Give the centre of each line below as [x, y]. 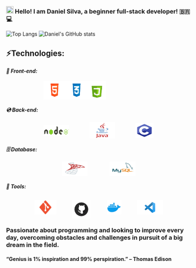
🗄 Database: [22, 149]
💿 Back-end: [22, 110]
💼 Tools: [16, 186]
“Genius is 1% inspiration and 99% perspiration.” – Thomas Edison [89, 259]
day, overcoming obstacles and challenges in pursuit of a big [94, 238]
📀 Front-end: [22, 71]
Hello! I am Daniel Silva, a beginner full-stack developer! [96, 11]
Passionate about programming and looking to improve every [95, 230]
